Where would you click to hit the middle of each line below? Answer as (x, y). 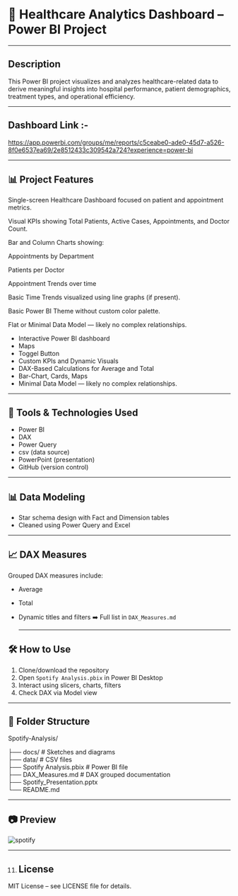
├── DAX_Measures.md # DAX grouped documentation (89, 775)
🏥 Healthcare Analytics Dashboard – (116, 15)
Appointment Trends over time (52, 284)
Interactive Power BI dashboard (64, 338)
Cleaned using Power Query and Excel (74, 525)
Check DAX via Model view (58, 692)
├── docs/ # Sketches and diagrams (62, 752)
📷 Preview (32, 819)
